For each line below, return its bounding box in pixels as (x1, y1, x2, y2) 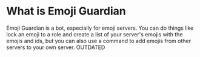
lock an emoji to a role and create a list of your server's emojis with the (6, 30, 183, 38)
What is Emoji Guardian (6, 4, 126, 18)
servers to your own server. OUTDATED (6, 44, 105, 51)
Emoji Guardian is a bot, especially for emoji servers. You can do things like (6, 24, 194, 32)
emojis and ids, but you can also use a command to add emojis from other (6, 37, 191, 44)
